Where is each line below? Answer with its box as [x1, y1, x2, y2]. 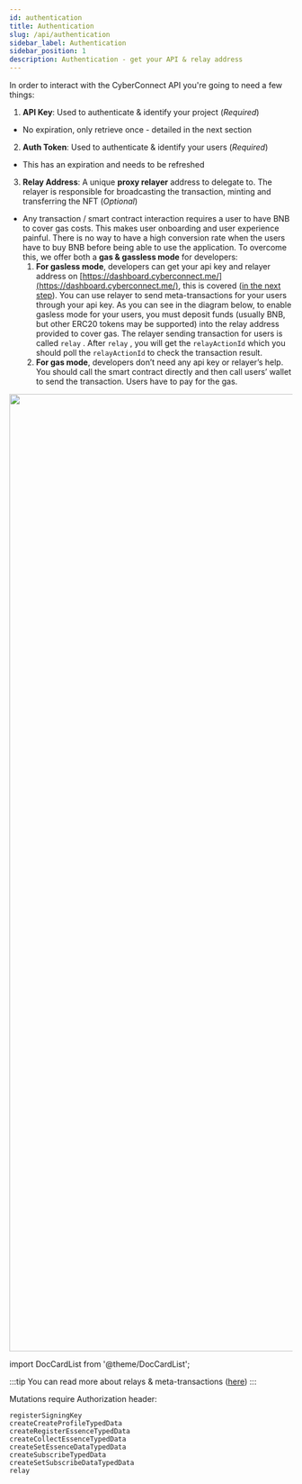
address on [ [35, 271, 84, 281]
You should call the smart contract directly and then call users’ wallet [35, 367, 292, 377]
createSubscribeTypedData [9, 1451, 106, 1460]
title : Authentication [9, 22, 94, 31]
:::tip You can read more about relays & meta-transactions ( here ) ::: [9, 1376, 257, 1387]
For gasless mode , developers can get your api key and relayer [35, 261, 271, 271]
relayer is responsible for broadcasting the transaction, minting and [22, 187, 271, 196]
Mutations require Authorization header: [9, 1394, 157, 1404]
